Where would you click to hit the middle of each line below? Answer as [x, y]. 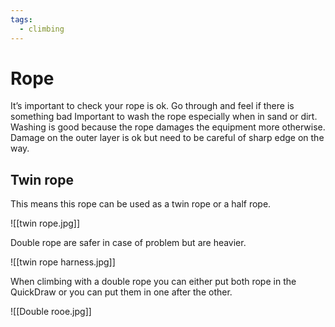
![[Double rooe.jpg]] [51, 312]
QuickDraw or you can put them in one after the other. [121, 292]
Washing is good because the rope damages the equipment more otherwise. [168, 127]
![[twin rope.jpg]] [45, 223]
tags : [21, 19]
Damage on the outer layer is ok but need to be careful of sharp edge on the [167, 138]
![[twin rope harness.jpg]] [63, 262]
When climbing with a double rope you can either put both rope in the [153, 282]
